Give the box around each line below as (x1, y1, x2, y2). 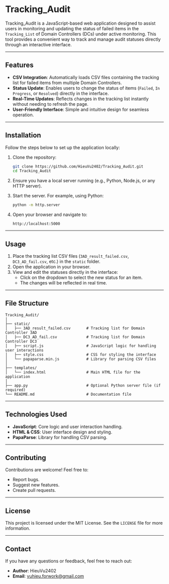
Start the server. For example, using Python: (12, 193, 104, 199)
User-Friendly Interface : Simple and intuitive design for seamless (12, 106, 149, 112)
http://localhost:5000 (12, 222, 60, 227)
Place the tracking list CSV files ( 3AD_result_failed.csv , (12, 253, 129, 259)
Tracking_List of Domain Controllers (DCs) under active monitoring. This (5, 31, 156, 37)
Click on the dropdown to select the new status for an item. (20, 274, 143, 280)
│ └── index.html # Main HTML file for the (5, 370, 141, 375)
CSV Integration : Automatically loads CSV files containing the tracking (12, 74, 159, 80)
